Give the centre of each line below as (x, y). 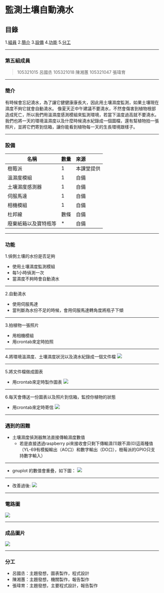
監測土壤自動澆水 (40, 10)
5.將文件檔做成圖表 (24, 372)
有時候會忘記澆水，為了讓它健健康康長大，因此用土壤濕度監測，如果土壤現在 (82, 102)
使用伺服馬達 (25, 304)
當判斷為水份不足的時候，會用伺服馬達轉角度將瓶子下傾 (68, 310)
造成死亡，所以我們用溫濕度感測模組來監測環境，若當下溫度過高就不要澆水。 (82, 114)
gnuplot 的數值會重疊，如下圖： (44, 471)
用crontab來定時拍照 (33, 342)
